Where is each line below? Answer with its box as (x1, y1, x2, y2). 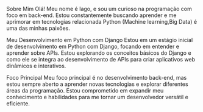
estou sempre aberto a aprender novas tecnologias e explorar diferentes (6, 80, 188, 88)
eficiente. (6, 100, 30, 107)
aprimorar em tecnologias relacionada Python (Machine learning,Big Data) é (6, 18, 198, 25)
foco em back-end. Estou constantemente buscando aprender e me (6, 12, 177, 19)
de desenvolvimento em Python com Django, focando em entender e (6, 43, 180, 50)
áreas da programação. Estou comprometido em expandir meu (6, 87, 164, 94)
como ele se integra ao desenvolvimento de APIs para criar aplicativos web (6, 56, 196, 63)
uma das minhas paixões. (6, 24, 70, 32)
